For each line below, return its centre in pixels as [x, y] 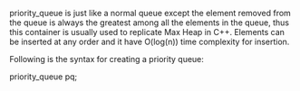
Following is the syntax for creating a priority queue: [106, 59]
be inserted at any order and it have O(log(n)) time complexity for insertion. [150, 41]
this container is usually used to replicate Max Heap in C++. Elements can [147, 32]
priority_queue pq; [44, 77]
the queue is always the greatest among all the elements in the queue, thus [150, 23]
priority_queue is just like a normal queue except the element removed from [150, 13]
